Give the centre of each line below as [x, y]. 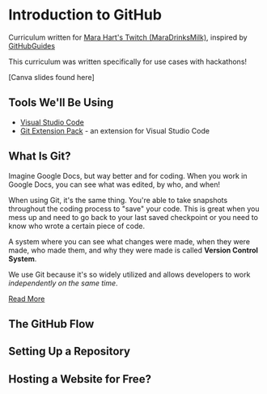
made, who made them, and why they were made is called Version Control [133, 250]
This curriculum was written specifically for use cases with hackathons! [128, 61]
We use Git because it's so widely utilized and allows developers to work [129, 274]
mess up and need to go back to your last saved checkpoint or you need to [133, 217]
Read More [27, 299]
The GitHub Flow [51, 324]
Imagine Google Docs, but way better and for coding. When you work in [128, 176]
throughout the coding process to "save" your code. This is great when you [134, 209]
